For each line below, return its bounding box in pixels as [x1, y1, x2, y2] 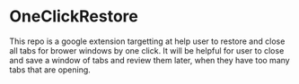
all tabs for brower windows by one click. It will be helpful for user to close [9, 45, 285, 55]
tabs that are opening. [9, 64, 92, 75]
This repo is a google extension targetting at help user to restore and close [9, 36, 286, 46]
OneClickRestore [9, 6, 139, 27]
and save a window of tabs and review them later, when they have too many [9, 55, 290, 65]
